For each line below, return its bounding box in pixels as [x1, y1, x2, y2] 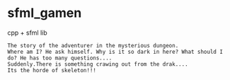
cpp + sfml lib [7, 28, 47, 37]
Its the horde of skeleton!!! [7, 67, 97, 74]
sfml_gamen [7, 5, 82, 21]
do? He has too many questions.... [7, 55, 113, 62]
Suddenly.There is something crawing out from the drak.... [7, 60, 189, 68]
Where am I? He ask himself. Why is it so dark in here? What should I [7, 48, 223, 55]
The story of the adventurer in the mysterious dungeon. [7, 42, 179, 49]
